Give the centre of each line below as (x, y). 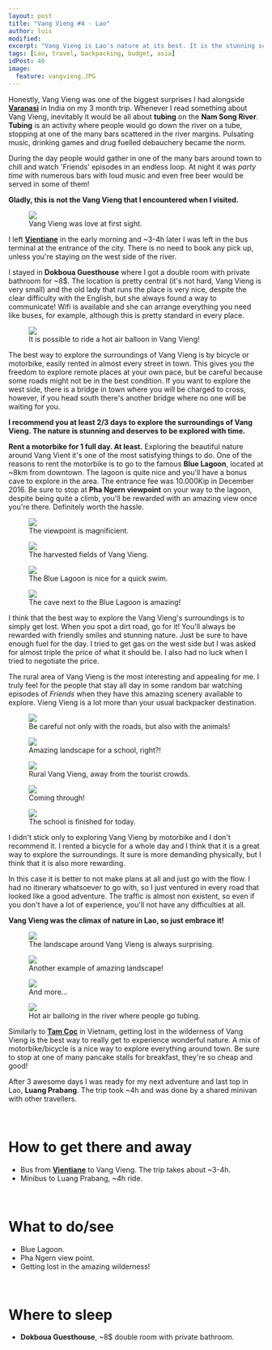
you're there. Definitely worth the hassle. (76, 507)
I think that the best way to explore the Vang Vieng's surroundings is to (127, 618)
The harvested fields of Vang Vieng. (89, 554)
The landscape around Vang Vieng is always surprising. (121, 944)
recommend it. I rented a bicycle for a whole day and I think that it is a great (134, 846)
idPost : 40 (27, 62)
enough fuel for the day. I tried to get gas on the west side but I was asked (132, 643)
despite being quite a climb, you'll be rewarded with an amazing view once (133, 498)
